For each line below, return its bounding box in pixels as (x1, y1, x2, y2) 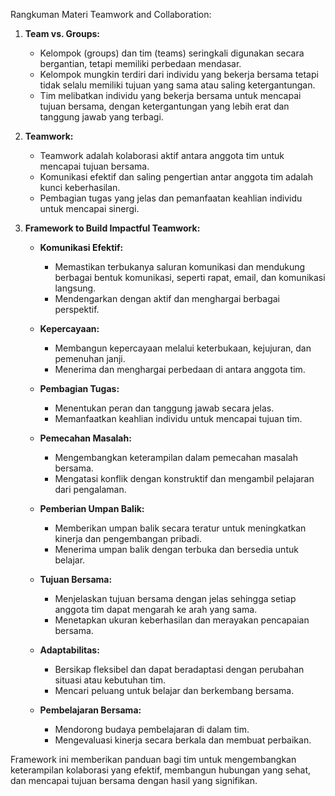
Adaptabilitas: (39, 644, 100, 656)
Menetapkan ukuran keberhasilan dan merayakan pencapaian (54, 614, 310, 626)
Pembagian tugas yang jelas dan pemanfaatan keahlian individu (39, 192, 303, 204)
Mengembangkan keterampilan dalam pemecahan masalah (54, 452, 298, 463)
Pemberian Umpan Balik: (39, 503, 145, 514)
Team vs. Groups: (24, 28, 101, 39)
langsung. (54, 282, 97, 294)
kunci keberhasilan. (39, 182, 121, 193)
